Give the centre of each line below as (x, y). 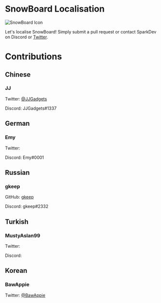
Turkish (17, 222)
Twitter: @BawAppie (25, 295)
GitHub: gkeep (19, 197)
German (17, 124)
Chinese (18, 75)
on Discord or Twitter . (27, 37)
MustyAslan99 (23, 236)
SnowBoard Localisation (55, 9)
